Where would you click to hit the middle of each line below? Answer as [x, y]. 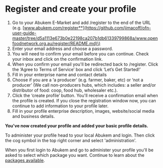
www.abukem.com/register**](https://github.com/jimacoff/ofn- [88, 27]
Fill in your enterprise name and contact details [59, 74]
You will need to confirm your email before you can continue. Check [80, 54]
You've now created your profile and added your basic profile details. [77, 125]
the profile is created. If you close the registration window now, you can [84, 100]
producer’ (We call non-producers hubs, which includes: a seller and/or [84, 85]
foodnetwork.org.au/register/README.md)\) [56, 43]
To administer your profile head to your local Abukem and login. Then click [80, 135]
